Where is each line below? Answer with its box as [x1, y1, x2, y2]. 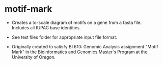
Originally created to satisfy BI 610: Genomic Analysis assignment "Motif [11, 43, 158, 49]
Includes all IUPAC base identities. [11, 24, 81, 30]
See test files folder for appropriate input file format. [11, 34, 117, 40]
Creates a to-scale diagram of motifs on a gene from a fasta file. [11, 20, 142, 25]
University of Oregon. [11, 54, 56, 60]
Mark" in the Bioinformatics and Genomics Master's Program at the [11, 49, 148, 55]
